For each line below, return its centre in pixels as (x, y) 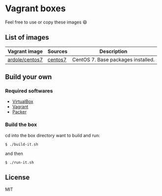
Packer (19, 112)
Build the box (21, 124)
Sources (57, 51)
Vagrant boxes (36, 9)
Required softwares (29, 91)
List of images (27, 37)
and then (14, 153)
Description (113, 51)
